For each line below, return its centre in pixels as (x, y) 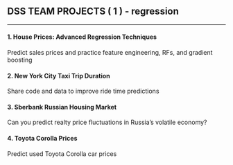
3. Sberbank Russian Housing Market (62, 107)
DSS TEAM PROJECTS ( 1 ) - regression (93, 11)
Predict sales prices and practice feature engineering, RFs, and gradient (110, 53)
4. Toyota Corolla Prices (42, 139)
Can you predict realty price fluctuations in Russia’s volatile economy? (107, 122)
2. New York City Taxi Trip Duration (59, 76)
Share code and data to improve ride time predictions (83, 91)
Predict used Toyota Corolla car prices (62, 154)
